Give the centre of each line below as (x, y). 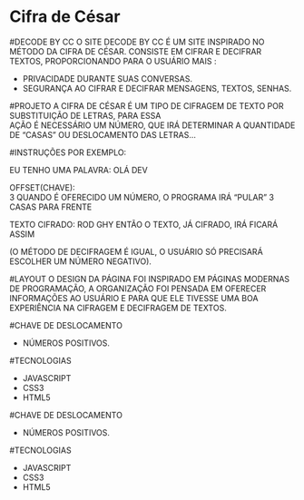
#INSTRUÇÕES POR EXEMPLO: (68, 152)
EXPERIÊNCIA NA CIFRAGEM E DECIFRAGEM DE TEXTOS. (118, 308)
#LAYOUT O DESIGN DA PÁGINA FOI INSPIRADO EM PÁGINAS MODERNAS (150, 279)
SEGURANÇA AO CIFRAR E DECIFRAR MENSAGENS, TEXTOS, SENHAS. (157, 88)
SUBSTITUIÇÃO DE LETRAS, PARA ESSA (85, 115)
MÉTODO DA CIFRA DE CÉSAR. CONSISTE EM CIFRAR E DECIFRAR (136, 51)
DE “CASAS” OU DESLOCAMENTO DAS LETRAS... (103, 134)
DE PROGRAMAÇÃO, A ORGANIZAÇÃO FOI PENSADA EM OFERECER (138, 289)
